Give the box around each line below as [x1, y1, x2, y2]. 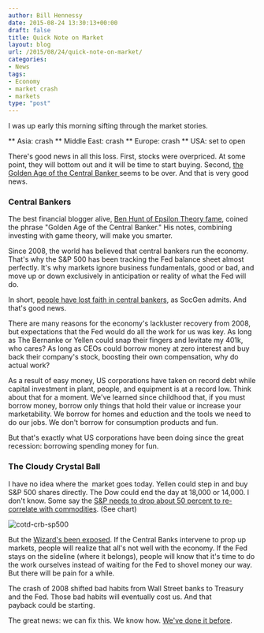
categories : [8, 56, 47, 64]
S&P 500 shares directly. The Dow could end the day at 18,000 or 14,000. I [8, 487, 250, 497]
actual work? [8, 360, 50, 370]
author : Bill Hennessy [8, 11, 83, 20]
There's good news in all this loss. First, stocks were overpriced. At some [8, 151, 246, 162]
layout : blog [8, 41, 51, 49]
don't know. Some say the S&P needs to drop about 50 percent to [8, 496, 221, 505]
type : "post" [8, 99, 51, 107]
